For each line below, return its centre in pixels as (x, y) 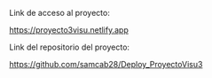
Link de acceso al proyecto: (60, 13)
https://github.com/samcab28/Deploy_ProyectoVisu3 (106, 64)
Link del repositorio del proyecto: (70, 47)
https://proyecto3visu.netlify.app (69, 30)
